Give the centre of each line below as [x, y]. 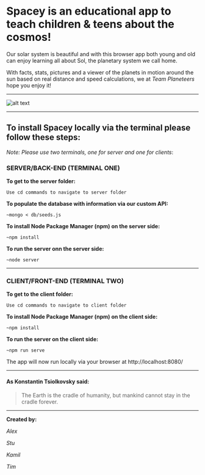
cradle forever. [40, 402]
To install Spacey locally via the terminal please [99, 128]
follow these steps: [43, 138]
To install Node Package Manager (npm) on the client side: [82, 317]
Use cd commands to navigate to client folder [67, 306]
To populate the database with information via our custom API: [88, 204]
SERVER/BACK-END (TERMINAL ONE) [63, 168]
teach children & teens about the [91, 24]
